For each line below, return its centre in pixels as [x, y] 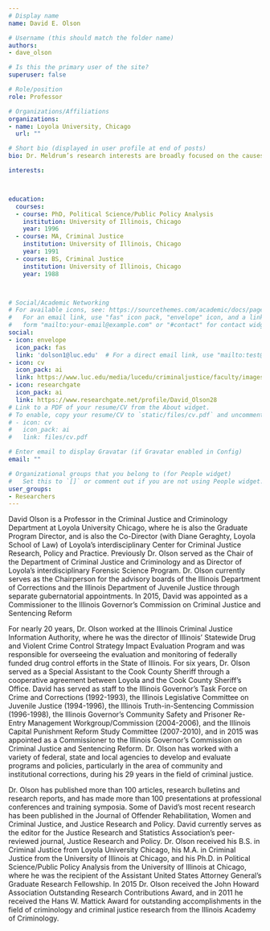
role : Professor [35, 97]
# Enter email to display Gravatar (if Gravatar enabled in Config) [125, 452]
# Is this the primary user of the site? [79, 68]
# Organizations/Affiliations [59, 111]
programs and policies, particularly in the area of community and [116, 766]
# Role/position [35, 89]
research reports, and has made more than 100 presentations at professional [135, 799]
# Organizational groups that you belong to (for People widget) [120, 474]
